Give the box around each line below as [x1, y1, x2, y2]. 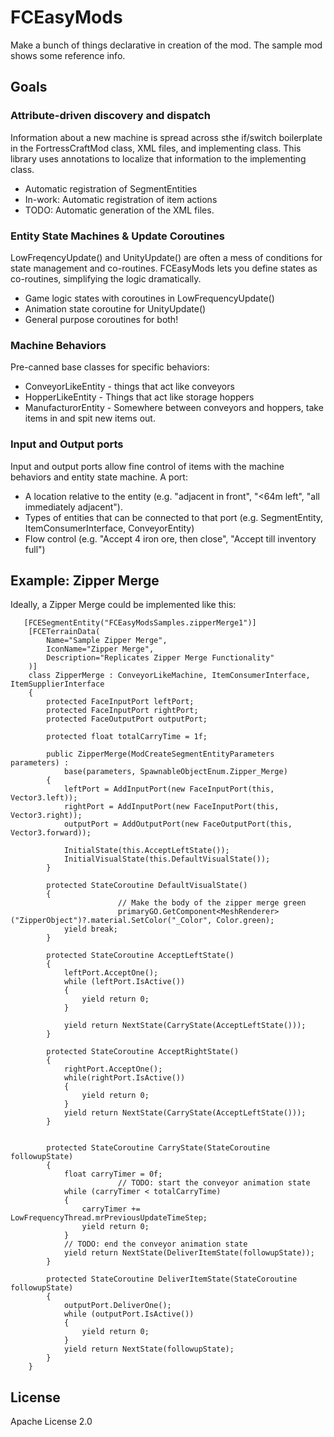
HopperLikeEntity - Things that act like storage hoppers [24, 391, 255, 403]
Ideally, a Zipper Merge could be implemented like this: [10, 599, 237, 611]
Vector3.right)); [10, 811, 83, 821]
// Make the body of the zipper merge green [117, 898, 307, 908]
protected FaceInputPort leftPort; [46, 697, 195, 707]
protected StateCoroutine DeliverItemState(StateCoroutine [46, 1274, 298, 1285]
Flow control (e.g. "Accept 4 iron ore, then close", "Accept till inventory [24, 532, 317, 545]
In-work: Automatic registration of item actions [24, 193, 218, 205]
